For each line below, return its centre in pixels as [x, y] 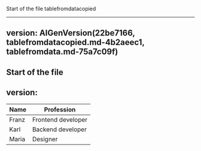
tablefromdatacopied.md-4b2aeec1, [75, 42]
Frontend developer [60, 119]
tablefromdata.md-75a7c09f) [62, 52]
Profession [60, 109]
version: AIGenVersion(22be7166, [71, 33]
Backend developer [59, 129]
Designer [45, 139]
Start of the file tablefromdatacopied [51, 9]
